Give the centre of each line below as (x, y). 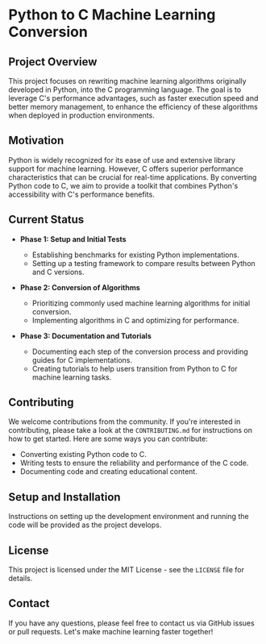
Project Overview (53, 62)
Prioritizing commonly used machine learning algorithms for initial (141, 303)
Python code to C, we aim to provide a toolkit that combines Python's (123, 185)
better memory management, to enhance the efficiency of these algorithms (133, 107)
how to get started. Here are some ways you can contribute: (108, 439)
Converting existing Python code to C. (83, 455)
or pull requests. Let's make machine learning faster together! (111, 631)
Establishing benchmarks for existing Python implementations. (135, 255)
